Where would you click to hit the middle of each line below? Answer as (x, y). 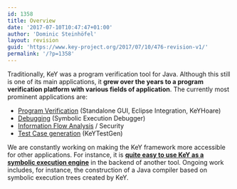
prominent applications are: (47, 96)
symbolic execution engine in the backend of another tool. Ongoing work (116, 162)
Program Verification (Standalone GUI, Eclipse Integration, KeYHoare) (119, 111)
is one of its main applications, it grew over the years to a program (106, 81)
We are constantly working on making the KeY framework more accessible (116, 147)
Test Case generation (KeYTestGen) (70, 133)
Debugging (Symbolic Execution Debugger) (81, 118)
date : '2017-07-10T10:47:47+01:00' (60, 27)
